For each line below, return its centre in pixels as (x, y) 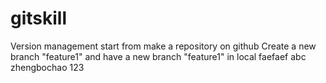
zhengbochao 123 (47, 67)
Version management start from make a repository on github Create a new (163, 46)
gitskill (39, 18)
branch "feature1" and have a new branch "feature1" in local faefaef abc (158, 56)
